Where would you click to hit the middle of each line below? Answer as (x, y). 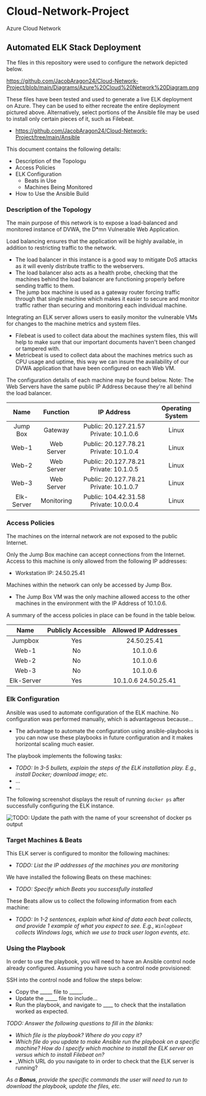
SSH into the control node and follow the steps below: (74, 980)
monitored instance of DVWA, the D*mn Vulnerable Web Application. (93, 230)
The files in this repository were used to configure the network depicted (97, 62)
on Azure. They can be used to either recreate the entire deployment (93, 106)
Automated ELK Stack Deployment (74, 48)
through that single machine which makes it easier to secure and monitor (107, 299)
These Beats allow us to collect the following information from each (91, 901)
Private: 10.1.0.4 (114, 452)
